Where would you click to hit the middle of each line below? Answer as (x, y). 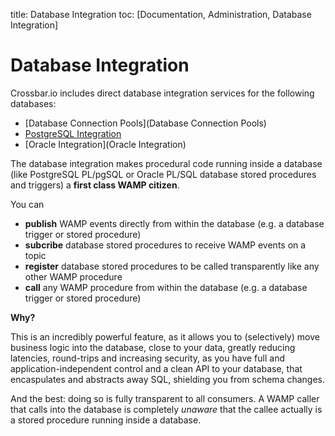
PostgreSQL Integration (73, 133)
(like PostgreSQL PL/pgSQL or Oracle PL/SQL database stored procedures (163, 174)
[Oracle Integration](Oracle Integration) (105, 144)
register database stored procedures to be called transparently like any (172, 266)
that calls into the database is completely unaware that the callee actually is (166, 409)
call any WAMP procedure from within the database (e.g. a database (166, 287)
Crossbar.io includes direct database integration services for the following (162, 93)
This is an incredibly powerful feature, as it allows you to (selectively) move (165, 336)
